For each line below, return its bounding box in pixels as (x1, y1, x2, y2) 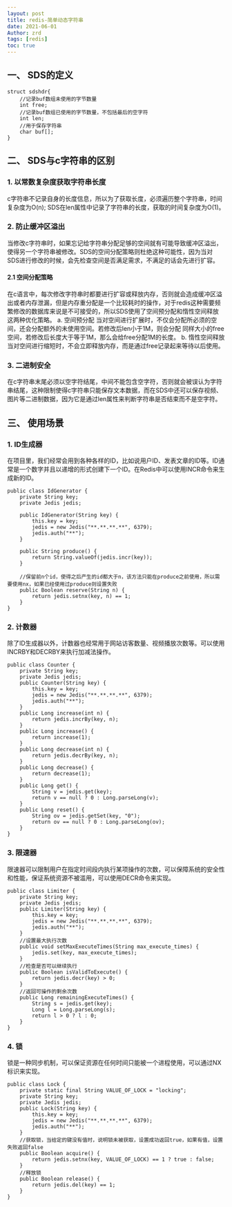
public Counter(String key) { (19, 679, 107, 687)
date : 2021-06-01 (7, 23, 57, 30)
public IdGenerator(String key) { (19, 512, 119, 519)
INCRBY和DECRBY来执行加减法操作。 (7, 648, 115, 656)
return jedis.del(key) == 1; (32, 1181, 116, 1188)
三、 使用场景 (7, 417, 64, 429)
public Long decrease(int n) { (19, 746, 110, 753)
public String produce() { (19, 548, 97, 554)
